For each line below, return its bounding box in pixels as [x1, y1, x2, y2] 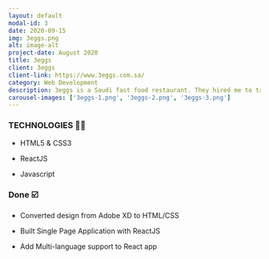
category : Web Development [8, 78, 98, 86]
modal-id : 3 [8, 19, 48, 27]
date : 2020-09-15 [8, 26, 66, 34]
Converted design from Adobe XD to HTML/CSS [19, 210, 179, 220]
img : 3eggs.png [8, 34, 59, 42]
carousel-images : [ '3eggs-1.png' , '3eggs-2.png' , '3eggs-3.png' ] [8, 94, 231, 102]
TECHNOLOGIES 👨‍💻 [8, 120, 86, 131]
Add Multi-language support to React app [19, 241, 158, 251]
